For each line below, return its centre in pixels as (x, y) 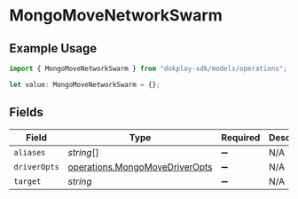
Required (241, 137)
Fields (27, 112)
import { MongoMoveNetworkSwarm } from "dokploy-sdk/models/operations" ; (149, 68)
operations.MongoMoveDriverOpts (140, 167)
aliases (30, 152)
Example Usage (53, 48)
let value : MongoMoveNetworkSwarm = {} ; (85, 84)
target (27, 181)
